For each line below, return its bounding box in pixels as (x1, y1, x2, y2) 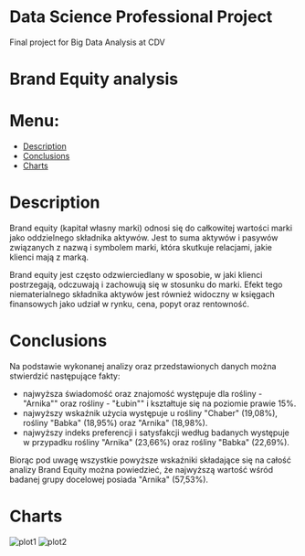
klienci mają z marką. (9, 251, 89, 262)
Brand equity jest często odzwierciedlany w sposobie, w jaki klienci (9, 270, 263, 280)
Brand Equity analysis (9, 69, 179, 90)
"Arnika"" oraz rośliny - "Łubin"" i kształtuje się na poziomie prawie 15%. (22, 398, 297, 409)
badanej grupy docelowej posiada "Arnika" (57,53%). (9, 474, 208, 485)
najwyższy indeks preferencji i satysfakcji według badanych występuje (22, 427, 289, 438)
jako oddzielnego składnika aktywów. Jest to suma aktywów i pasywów (9, 232, 279, 243)
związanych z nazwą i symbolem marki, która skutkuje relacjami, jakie (9, 242, 272, 252)
